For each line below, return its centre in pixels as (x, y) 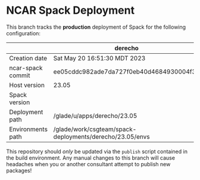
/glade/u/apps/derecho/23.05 (95, 115)
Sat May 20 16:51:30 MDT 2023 (99, 58)
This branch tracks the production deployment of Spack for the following (96, 27)
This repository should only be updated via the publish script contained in (97, 151)
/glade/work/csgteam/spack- (95, 129)
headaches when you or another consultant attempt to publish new (88, 164)
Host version (27, 85)
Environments (28, 129)
